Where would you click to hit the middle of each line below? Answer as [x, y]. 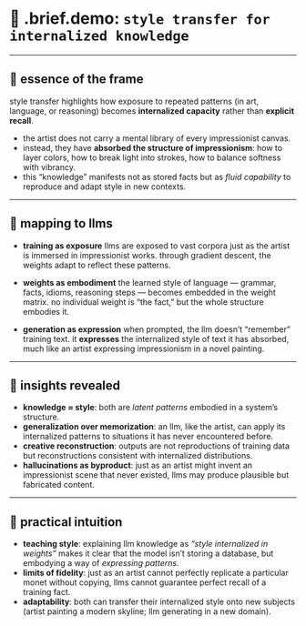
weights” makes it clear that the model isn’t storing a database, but [148, 553]
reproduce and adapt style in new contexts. [104, 187]
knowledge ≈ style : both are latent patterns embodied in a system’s [150, 408]
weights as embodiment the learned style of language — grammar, [149, 282]
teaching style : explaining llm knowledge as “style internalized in [145, 544]
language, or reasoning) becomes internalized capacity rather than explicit [152, 111]
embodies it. [46, 311]
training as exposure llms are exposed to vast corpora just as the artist [156, 246]
